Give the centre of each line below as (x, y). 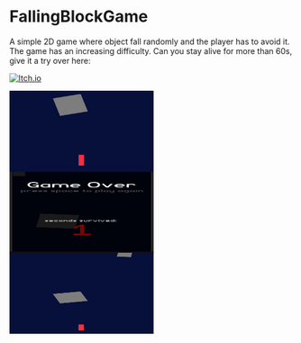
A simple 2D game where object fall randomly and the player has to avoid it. (150, 41)
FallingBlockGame (79, 17)
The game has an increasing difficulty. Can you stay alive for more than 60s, (151, 50)
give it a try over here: (50, 60)
